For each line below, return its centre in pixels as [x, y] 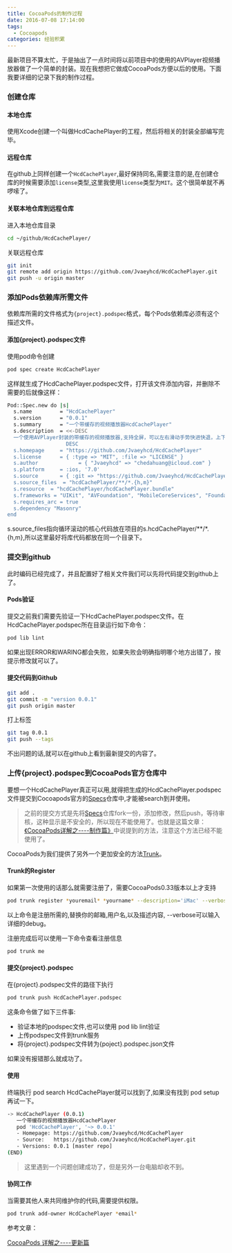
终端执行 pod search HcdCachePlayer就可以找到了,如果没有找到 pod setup [113, 1092]
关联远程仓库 [25, 252]
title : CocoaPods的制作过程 [45, 14]
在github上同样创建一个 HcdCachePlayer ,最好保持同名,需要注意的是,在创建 [110, 174]
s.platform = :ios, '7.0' [57, 470]
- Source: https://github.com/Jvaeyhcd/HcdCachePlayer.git [106, 1140]
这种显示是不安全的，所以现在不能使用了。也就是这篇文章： [121, 821]
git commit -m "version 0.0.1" [52, 699]
